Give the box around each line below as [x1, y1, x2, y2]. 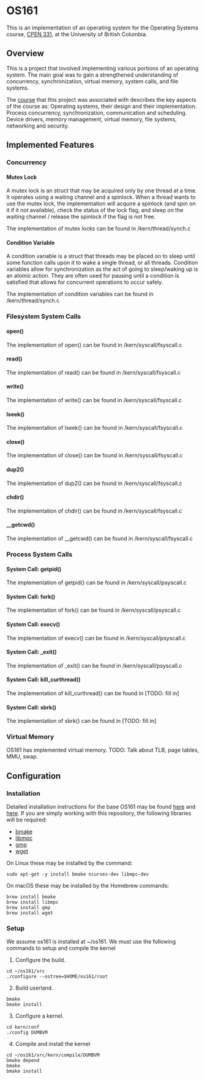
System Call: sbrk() [6, 703, 57, 711]
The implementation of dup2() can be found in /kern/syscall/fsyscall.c [6, 479, 182, 487]
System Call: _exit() [6, 648, 57, 656]
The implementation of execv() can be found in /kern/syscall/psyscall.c [6, 634, 186, 641]
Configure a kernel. [15, 1012, 64, 1020]
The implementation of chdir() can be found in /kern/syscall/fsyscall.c [6, 507, 182, 514]
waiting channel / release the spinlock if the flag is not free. [6, 213, 156, 221]
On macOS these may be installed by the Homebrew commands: [6, 882, 170, 890]
